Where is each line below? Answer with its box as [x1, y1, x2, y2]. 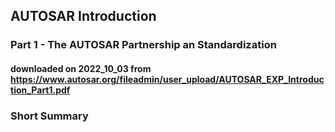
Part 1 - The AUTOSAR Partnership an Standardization [10, 38, 277, 52]
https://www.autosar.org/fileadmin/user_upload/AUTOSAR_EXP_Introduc [10, 73, 325, 85]
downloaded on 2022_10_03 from [10, 62, 152, 74]
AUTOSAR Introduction [10, 8, 157, 25]
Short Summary [10, 109, 89, 123]
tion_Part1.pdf [10, 84, 71, 96]
